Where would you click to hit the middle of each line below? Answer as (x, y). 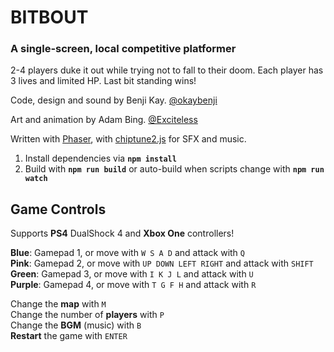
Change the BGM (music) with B (76, 325)
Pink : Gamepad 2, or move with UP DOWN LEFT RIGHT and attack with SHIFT (162, 263)
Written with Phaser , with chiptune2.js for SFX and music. (128, 139)
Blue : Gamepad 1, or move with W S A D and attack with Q (127, 253)
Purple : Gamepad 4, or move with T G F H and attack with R (133, 285)
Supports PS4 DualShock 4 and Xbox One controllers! (122, 233)
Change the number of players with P (87, 315)
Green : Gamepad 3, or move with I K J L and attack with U (132, 274)
